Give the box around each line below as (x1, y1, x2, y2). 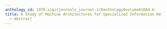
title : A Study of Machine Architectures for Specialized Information (5, 12, 155, 17)
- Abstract (9, 16, 32, 21)
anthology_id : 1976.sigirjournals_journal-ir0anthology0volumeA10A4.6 (5, 7, 155, 12)
